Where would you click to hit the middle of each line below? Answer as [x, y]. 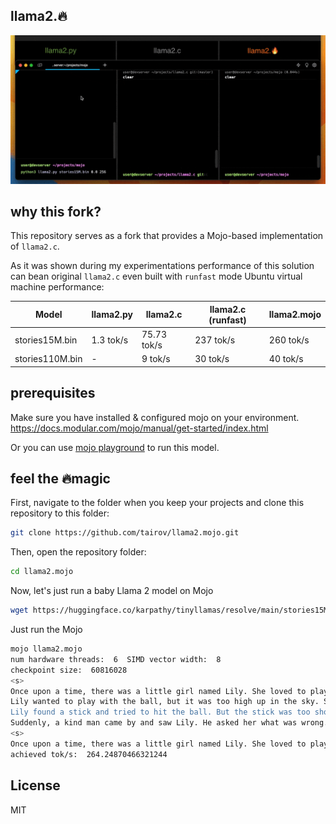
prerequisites [53, 393]
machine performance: [57, 287]
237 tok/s [215, 340]
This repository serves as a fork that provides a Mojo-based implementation [167, 236]
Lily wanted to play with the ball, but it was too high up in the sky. [165, 702]
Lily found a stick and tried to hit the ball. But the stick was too [160, 712]
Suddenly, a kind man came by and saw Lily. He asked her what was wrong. [169, 723]
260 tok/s [289, 340]
